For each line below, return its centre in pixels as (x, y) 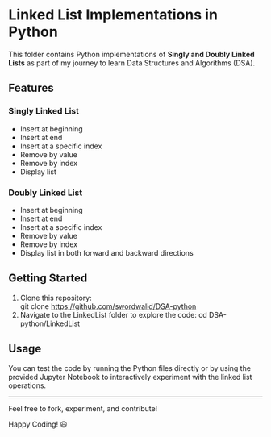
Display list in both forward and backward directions (106, 252)
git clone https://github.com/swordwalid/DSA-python (108, 306)
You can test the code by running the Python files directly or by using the (130, 368)
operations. (27, 385)
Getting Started (48, 279)
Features (31, 88)
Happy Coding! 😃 (38, 424)
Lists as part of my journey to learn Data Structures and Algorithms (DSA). (132, 63)
